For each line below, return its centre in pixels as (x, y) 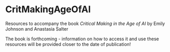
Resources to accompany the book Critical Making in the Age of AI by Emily (85, 23)
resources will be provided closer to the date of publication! (68, 44)
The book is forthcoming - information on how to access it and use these (82, 39)
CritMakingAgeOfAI (48, 9)
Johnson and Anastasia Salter (37, 29)
